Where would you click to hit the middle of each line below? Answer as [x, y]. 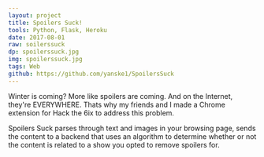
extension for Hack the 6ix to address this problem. [91, 113]
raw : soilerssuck [37, 45]
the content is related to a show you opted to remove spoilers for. [114, 144]
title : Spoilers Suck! [45, 23]
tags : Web [24, 67]
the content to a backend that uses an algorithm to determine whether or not [132, 136]
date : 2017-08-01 [37, 37]
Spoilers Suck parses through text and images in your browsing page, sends [132, 128]
